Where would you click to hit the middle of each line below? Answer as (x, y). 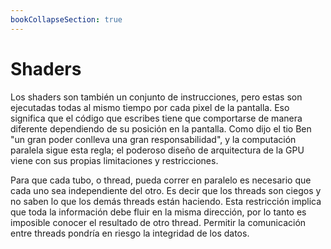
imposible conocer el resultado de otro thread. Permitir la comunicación (158, 222)
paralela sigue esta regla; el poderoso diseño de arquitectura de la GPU (157, 150)
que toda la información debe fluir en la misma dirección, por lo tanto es (158, 212)
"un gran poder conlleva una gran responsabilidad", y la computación (153, 139)
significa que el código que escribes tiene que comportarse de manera (156, 118)
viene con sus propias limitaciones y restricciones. (114, 160)
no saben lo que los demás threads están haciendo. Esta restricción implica (166, 201)
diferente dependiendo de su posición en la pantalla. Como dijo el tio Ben (161, 128)
